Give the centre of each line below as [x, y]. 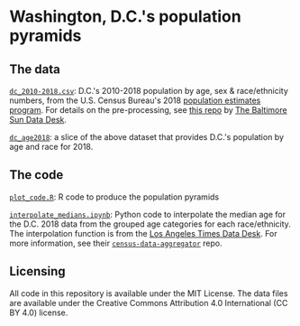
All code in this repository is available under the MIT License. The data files [149, 293]
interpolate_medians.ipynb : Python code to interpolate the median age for [148, 214]
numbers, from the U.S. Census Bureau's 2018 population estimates [135, 100]
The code [36, 175]
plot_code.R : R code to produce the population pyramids [114, 197]
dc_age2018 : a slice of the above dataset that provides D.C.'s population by [147, 137]
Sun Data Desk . [38, 120]
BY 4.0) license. [39, 312]
